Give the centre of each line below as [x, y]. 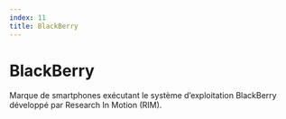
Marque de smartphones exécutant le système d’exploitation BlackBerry [143, 96]
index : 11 [28, 18]
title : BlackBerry [44, 26]
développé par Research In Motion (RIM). [86, 105]
